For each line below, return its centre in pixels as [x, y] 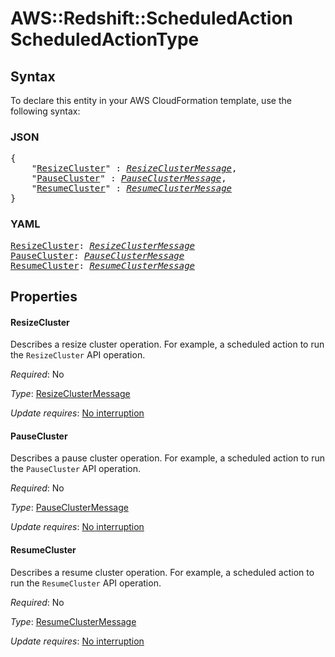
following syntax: [45, 111]
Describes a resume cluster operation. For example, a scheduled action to [162, 572]
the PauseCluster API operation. [76, 469]
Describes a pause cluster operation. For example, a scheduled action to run [167, 458]
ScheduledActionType [105, 39]
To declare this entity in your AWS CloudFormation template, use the [151, 100]
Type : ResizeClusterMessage [70, 394]
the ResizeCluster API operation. [78, 355]
